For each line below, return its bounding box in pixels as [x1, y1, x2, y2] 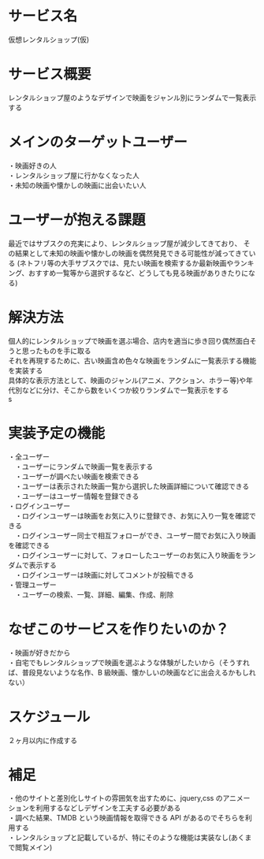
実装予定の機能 [8, 424, 106, 442]
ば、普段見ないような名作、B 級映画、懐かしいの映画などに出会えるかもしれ [8, 667, 256, 677]
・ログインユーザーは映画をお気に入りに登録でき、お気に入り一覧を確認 [15, 511, 250, 520]
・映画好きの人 [8, 161, 57, 170]
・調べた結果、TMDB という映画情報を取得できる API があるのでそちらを [8, 813, 246, 823]
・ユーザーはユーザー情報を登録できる [15, 491, 139, 500]
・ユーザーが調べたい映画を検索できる [15, 471, 139, 481]
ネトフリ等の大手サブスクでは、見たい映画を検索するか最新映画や [19, 258, 234, 268]
